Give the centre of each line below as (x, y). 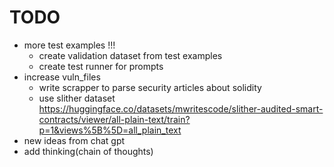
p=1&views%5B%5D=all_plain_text (110, 130)
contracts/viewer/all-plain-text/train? (114, 119)
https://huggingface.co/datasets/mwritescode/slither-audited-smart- (181, 108)
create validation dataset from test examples (130, 55)
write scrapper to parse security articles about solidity (150, 87)
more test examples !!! (69, 45)
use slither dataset (77, 98)
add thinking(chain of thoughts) (88, 151)
